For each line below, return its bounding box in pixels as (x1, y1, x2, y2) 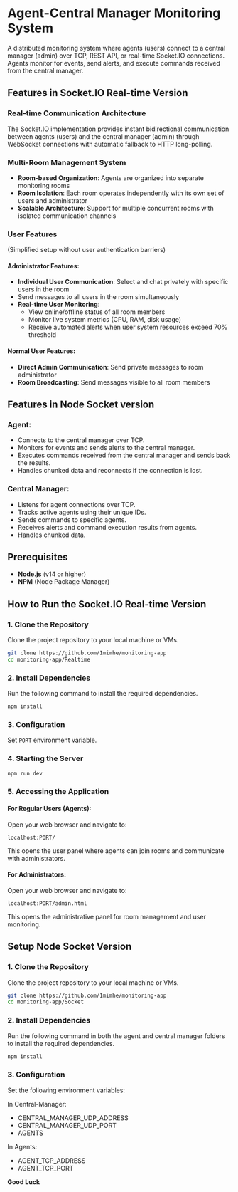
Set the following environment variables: (7, 1086, 126, 1094)
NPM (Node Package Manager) (17, 577, 110, 586)
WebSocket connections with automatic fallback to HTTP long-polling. (7, 140, 213, 148)
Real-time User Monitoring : (17, 300, 100, 309)
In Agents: (7, 1142, 38, 1151)
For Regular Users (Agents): (7, 805, 92, 813)
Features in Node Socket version (7, 399, 155, 411)
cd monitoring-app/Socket (7, 998, 84, 1005)
